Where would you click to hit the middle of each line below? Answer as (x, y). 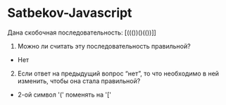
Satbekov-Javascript (70, 13)
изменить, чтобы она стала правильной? (79, 81)
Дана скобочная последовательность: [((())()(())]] (82, 32)
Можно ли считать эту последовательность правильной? (104, 46)
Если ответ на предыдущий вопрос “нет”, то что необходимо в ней (118, 73)
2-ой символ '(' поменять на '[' (64, 94)
